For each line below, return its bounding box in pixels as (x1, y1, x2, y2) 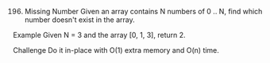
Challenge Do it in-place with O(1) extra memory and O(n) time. (13, 46, 219, 54)
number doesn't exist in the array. (24, 15, 135, 24)
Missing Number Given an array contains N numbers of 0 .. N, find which (24, 7, 263, 16)
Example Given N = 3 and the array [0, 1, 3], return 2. (13, 31, 186, 39)
